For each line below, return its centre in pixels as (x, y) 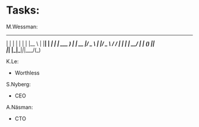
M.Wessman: (22, 27)
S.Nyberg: (18, 84)
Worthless (27, 73)
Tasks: (23, 10)
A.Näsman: (20, 107)
